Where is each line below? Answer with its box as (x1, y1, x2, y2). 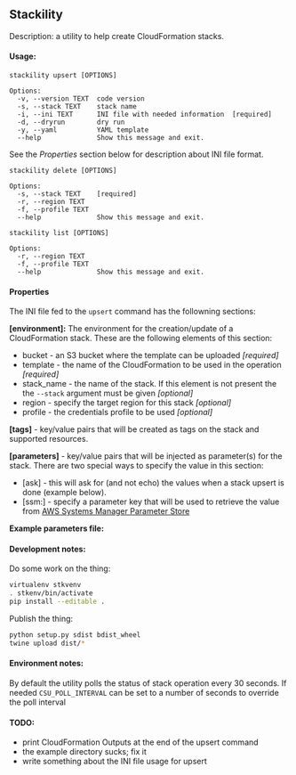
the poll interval (9, 697, 67, 707)
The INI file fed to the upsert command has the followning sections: (9, 306, 256, 317)
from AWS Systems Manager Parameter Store (21, 506, 190, 517)
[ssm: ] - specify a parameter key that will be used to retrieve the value (21, 496, 280, 507)
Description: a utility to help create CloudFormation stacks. (9, 30, 225, 41)
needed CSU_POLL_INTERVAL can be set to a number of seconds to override (9, 688, 280, 697)
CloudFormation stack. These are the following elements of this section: (9, 333, 273, 344)
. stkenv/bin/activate (9, 589, 93, 598)
